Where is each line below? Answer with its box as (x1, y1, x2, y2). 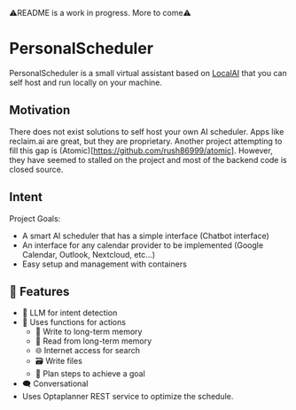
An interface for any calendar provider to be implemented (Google (21, 239, 264, 251)
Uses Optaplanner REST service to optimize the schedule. (21, 391, 234, 402)
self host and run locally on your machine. (9, 77, 162, 88)
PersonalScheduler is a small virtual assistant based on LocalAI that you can (9, 67, 287, 78)
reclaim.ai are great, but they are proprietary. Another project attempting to (9, 135, 283, 146)
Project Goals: (9, 213, 61, 224)
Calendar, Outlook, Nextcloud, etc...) (21, 249, 156, 259)
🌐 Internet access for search (35, 345, 140, 356)
